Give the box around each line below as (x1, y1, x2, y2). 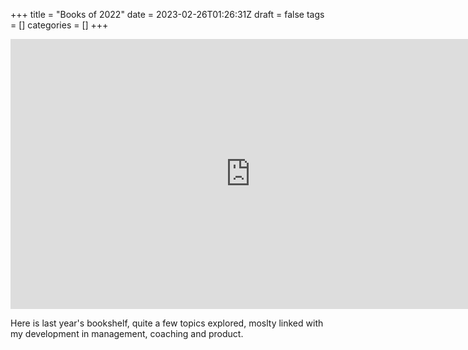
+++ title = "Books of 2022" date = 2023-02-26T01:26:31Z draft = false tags (10, 9, 325, 20)
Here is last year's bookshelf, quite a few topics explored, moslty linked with (10, 317, 324, 329)
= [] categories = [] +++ (10, 19, 109, 31)
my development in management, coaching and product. (10, 328, 244, 339)
